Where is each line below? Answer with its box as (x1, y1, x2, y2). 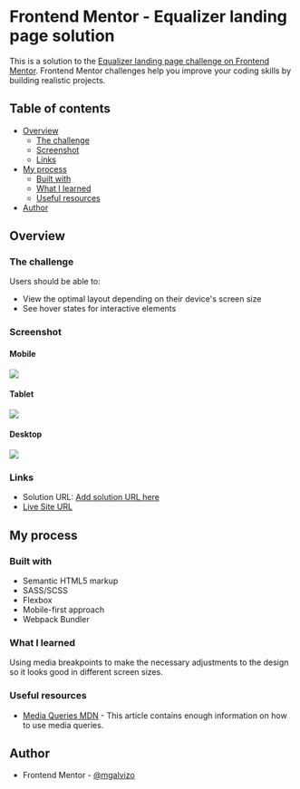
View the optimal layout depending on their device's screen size (22, 293, 262, 304)
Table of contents (9, 101, 111, 117)
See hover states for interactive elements (22, 303, 177, 314)
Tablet (9, 389, 34, 399)
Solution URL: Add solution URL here (22, 492, 160, 503)
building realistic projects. (9, 74, 106, 85)
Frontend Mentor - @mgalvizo (22, 770, 136, 781)
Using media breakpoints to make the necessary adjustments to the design (9, 657, 289, 668)
